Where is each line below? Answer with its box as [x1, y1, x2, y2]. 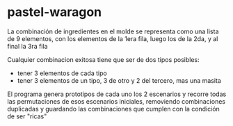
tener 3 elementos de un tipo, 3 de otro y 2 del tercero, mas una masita [17, 76, 221, 84]
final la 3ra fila [7, 42, 48, 50]
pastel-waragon [7, 4, 102, 20]
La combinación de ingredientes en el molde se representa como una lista [7, 27, 219, 36]
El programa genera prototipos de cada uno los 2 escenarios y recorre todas [7, 90, 227, 98]
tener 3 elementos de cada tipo [17, 69, 108, 77]
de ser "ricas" [7, 112, 47, 120]
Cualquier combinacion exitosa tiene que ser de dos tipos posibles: [7, 55, 200, 63]
